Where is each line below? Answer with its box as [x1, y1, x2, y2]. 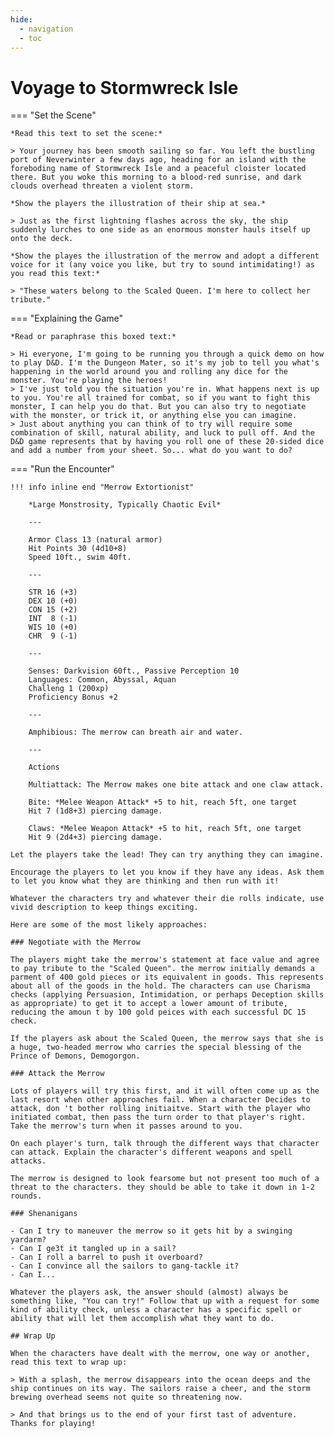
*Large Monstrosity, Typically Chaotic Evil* [28, 500, 222, 510]
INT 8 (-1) [28, 614, 78, 624]
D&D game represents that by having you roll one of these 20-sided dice [10, 437, 325, 447]
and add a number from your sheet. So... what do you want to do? [10, 446, 293, 456]
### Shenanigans [10, 1209, 78, 1219]
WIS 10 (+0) [28, 622, 78, 633]
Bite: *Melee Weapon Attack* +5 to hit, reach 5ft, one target [28, 797, 298, 808]
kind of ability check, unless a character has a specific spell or [10, 1305, 302, 1315]
